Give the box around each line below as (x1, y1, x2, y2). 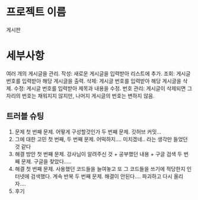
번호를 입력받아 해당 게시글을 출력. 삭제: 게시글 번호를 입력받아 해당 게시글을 (6, 77, 182, 84)
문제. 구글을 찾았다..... (21, 158, 72, 165)
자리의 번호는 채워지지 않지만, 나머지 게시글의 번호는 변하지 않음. (6, 92, 155, 99)
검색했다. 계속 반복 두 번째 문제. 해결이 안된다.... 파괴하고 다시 (30, 173, 173, 180)
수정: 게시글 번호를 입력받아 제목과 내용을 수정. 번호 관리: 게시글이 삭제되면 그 (14, 84, 193, 92)
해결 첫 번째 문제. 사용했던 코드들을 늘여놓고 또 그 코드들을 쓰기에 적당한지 (14, 165, 186, 172)
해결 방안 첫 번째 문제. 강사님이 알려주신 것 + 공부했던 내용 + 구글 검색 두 (14, 150, 183, 157)
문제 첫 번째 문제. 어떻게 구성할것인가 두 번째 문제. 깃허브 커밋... (14, 128, 162, 135)
